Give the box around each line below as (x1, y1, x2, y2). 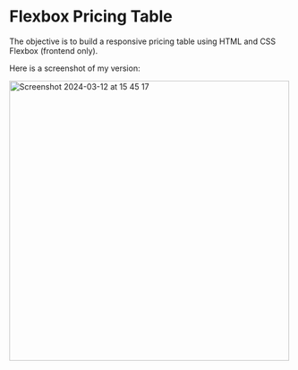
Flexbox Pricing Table (9, 6, 173, 27)
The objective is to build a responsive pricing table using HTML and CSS (9, 36, 277, 47)
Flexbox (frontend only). (9, 45, 98, 56)
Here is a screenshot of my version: (9, 63, 140, 73)
